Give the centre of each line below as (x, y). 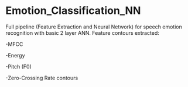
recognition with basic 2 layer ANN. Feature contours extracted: (82, 32)
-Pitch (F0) (18, 66)
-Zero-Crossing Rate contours (42, 78)
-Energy (15, 55)
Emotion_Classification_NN (73, 11)
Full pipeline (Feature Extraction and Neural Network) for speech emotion (94, 27)
